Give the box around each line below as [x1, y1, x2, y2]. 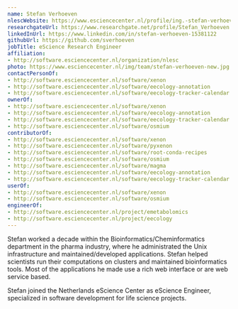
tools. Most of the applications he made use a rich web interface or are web [7, 264, 228, 273]
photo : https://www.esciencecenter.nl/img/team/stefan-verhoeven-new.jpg [7, 63, 230, 70]
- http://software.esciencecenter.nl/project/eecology [7, 215, 173, 222]
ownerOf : [7, 97, 33, 104]
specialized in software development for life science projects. [7, 293, 187, 302]
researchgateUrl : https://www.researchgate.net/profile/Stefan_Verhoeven [7, 23, 230, 31]
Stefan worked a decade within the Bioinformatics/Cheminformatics [7, 234, 205, 243]
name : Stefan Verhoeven [7, 10, 78, 18]
